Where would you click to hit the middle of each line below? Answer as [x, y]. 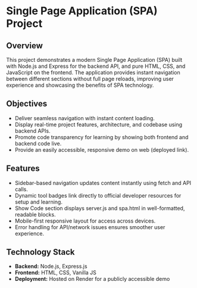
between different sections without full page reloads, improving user [90, 79]
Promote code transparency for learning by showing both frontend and [101, 137]
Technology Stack [40, 252]
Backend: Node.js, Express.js [51, 267]
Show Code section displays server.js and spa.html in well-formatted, [100, 208]
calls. [21, 189]
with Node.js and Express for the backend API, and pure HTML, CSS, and [96, 66]
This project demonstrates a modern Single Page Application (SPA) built [94, 60]
